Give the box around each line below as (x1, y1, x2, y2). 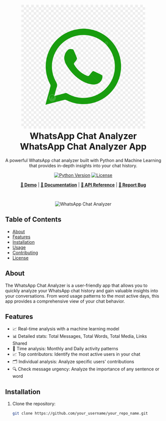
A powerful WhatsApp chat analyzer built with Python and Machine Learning (5, 157, 162, 163)
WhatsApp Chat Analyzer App (19, 141, 147, 153)
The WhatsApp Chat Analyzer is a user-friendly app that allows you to (5, 282, 148, 288)
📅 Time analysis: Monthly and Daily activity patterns (12, 346, 118, 352)
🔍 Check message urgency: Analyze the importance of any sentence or (12, 366, 160, 372)
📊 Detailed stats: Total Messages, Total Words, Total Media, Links (12, 333, 147, 339)
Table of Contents (5, 215, 62, 224)
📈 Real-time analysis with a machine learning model (12, 326, 120, 332)
